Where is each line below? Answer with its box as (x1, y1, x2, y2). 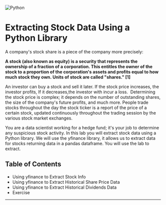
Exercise (12, 190, 30, 196)
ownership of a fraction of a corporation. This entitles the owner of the (5, 63, 153, 69)
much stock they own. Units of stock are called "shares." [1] (5, 74, 131, 80)
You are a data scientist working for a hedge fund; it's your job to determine (5, 124, 160, 130)
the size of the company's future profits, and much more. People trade (5, 99, 149, 105)
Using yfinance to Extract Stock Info (12, 174, 86, 180)
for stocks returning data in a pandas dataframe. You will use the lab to (5, 140, 150, 146)
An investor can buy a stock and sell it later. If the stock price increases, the (5, 83, 160, 89)
